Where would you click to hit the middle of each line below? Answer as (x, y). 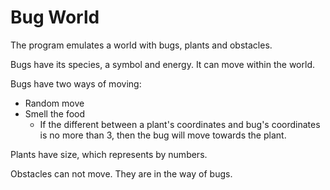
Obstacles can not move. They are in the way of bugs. (121, 173)
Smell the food (55, 113)
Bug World (55, 17)
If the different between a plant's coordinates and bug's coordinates (180, 124)
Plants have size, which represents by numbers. (109, 154)
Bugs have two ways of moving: (76, 83)
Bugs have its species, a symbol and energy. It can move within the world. (162, 64)
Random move (54, 103)
